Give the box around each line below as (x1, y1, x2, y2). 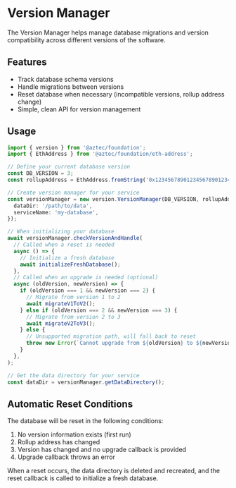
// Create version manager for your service (7, 189, 140, 196)
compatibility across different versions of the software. (7, 35, 166, 44)
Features (7, 56, 47, 68)
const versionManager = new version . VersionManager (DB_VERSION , (7, 195, 199, 202)
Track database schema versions (17, 75, 114, 83)
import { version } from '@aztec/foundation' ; (7, 144, 146, 151)
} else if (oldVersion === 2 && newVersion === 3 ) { (20, 307, 178, 314)
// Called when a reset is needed (13, 241, 114, 248)
